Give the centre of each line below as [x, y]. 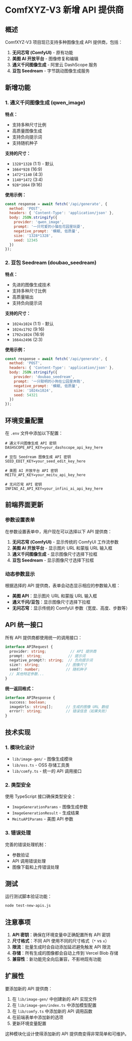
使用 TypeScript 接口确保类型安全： [41, 796]
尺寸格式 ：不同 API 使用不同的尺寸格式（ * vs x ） [61, 941]
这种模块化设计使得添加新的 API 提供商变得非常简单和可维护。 [67, 1034]
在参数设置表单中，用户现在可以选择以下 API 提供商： [59, 531]
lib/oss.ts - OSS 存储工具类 [41, 765]
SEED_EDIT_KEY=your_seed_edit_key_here [45, 461]
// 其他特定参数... [27, 674]
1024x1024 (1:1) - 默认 [33, 324]
